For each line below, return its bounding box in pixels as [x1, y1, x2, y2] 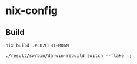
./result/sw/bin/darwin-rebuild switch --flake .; [5, 53, 132, 59]
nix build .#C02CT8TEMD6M [5, 42, 69, 48]
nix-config [5, 4, 58, 17]
